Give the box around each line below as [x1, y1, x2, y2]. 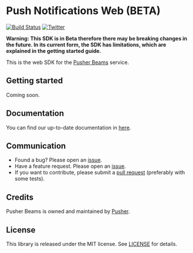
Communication [6, 141, 66, 151]
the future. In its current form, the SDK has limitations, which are [6, 41, 167, 48]
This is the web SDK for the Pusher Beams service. [6, 59, 130, 66]
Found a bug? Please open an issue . [14, 157, 103, 164]
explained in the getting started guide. [6, 47, 101, 54]
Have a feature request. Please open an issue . [14, 163, 126, 170]
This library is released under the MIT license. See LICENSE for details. [6, 241, 178, 247]
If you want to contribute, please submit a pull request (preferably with [14, 169, 185, 176]
